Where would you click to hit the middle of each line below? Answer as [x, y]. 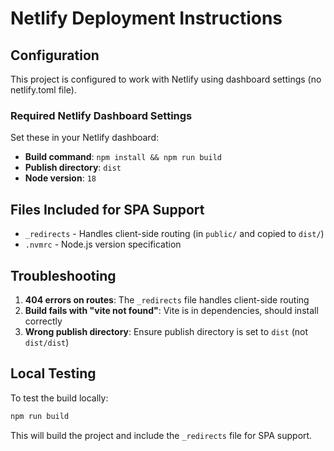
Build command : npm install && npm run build [123, 157]
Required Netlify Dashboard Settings [101, 115]
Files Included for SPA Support [107, 209]
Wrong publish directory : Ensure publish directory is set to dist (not [166, 331]
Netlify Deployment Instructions [146, 18]
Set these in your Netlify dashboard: [85, 138]
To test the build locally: [59, 398]
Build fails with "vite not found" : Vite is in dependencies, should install [171, 310]
